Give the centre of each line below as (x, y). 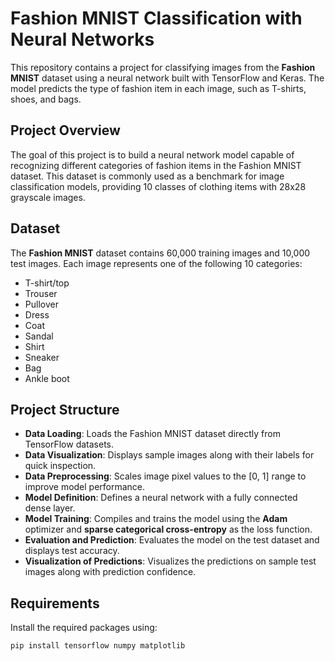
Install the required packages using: (84, 628)
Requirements (55, 603)
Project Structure (65, 409)
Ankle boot (47, 378)
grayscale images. (48, 197)
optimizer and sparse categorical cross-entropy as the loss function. (168, 529)
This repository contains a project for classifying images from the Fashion (163, 67)
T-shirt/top (47, 283)
